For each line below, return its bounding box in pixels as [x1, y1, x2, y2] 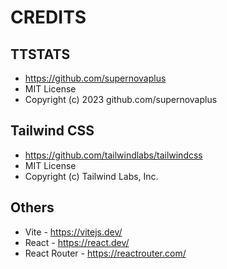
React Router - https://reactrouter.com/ [24, 247, 187, 259]
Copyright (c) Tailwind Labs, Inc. [24, 170, 159, 182]
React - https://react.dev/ [24, 236, 130, 248]
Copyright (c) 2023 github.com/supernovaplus [24, 94, 218, 105]
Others [10, 199, 55, 216]
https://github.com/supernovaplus [24, 72, 167, 84]
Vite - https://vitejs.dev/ [24, 226, 123, 238]
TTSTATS [10, 46, 71, 63]
